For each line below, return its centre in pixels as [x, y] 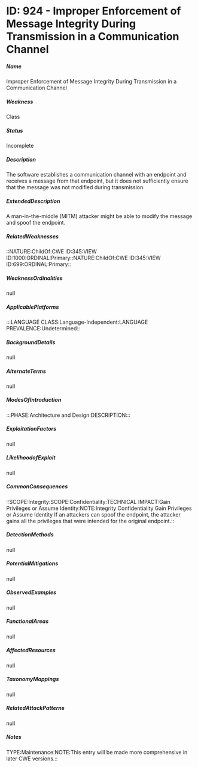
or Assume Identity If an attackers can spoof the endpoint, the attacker [94, 514]
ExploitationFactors [31, 429]
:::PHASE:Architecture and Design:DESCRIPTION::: [68, 415]
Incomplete [20, 146]
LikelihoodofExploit [31, 458]
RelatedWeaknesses [32, 236]
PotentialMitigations [32, 563]
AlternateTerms [26, 371]
